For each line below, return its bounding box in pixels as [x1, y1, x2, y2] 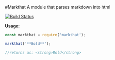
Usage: [5, 23, 20, 29]
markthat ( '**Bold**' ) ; [5, 41, 51, 46]
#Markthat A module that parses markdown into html [5, 4, 111, 10]
